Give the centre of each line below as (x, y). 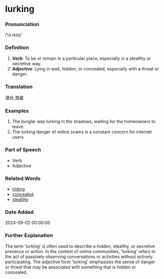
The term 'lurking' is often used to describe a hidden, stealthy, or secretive (80, 246)
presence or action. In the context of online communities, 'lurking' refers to (80, 251)
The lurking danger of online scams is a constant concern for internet (82, 132)
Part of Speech (23, 150)
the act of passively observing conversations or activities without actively (79, 256)
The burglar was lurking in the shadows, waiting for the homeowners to (84, 121)
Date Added (20, 212)
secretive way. (27, 63)
